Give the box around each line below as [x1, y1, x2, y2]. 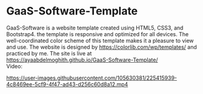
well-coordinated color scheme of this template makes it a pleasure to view [6, 37, 194, 44]
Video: [6, 62, 23, 70]
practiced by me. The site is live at [6, 49, 92, 57]
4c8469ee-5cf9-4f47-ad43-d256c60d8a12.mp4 [6, 80, 128, 88]
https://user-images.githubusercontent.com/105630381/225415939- [6, 74, 178, 81]
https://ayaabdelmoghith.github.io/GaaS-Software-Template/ [6, 56, 158, 63]
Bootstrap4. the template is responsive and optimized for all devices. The [6, 30, 189, 37]
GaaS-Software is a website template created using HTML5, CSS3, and [6, 24, 184, 31]
